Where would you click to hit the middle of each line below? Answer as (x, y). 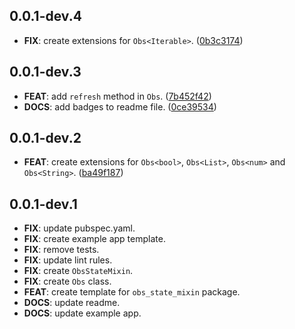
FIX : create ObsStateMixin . (78, 271)
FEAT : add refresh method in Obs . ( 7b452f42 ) (117, 96)
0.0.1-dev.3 (45, 72)
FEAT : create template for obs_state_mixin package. (132, 292)
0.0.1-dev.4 (45, 16)
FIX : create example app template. (94, 239)
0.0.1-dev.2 (45, 138)
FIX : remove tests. (61, 250)
